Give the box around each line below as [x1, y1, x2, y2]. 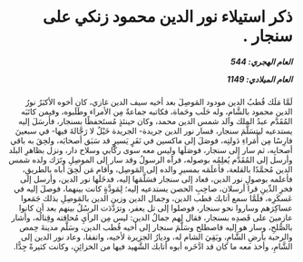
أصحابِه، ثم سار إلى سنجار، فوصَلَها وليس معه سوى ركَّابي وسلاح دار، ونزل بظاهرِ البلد [8, 145, 293, 156]
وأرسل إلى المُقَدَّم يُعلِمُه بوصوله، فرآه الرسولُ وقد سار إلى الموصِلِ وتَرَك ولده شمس [8, 154, 293, 165]
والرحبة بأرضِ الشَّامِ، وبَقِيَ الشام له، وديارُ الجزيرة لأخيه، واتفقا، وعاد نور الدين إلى [21, 231, 293, 242]
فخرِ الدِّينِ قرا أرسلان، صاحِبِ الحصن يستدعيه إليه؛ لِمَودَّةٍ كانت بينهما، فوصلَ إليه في [14, 183, 293, 194]
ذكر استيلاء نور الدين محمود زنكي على [42, 6, 293, 27]
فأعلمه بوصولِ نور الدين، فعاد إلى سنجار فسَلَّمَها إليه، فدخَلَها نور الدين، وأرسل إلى [19, 174, 293, 185]
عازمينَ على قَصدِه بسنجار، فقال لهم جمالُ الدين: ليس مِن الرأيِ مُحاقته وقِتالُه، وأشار [11, 212, 293, 223]
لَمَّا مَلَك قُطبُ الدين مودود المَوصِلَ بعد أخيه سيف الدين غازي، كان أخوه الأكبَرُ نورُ [25, 97, 293, 108]
